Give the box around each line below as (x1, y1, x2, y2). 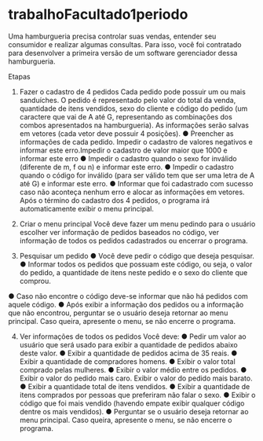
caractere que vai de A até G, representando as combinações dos (19, 112, 233, 121)
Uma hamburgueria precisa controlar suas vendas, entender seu (8, 31, 217, 41)
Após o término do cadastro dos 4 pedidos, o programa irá (19, 195, 210, 205)
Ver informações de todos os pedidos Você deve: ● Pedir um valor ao (19, 332, 247, 341)
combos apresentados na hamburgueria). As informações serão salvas (19, 120, 250, 130)
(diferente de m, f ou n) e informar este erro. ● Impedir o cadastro (19, 162, 234, 171)
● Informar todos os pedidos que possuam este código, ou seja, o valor (19, 259, 253, 269)
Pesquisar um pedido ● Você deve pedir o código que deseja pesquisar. (19, 251, 255, 260)
